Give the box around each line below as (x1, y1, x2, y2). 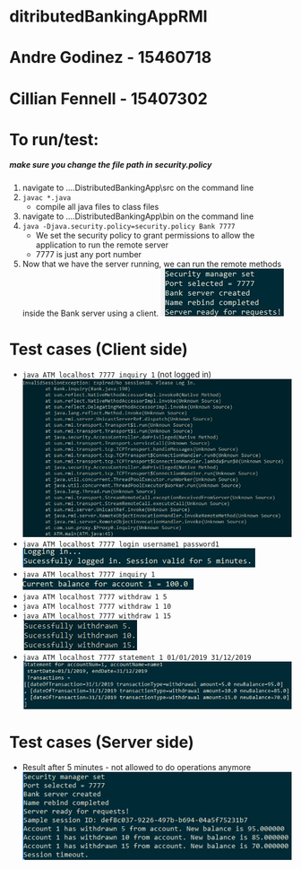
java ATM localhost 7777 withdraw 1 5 (21, 592, 168, 602)
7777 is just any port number (35, 248, 142, 259)
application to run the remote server (35, 239, 168, 250)
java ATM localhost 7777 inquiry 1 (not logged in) (21, 369, 212, 379)
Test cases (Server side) (9, 732, 194, 752)
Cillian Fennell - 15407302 (9, 88, 208, 109)
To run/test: (9, 129, 99, 150)
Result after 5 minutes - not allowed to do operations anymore (21, 761, 252, 772)
